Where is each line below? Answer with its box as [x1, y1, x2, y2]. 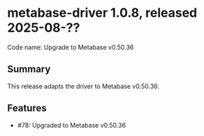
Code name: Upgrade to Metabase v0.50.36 [7, 43, 134, 51]
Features [7, 102, 47, 114]
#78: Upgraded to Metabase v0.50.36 [17, 121, 126, 129]
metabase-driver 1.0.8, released [7, 5, 198, 21]
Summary [7, 63, 51, 75]
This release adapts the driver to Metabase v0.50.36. [7, 82, 159, 90]
